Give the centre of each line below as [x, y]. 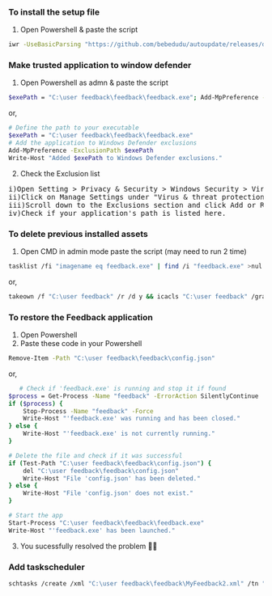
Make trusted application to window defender [100, 66]
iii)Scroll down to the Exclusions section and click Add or [132, 205]
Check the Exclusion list [60, 173]
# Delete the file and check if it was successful [96, 455]
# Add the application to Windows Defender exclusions [103, 143]
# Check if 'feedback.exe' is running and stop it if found [123, 388]
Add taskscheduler [47, 567]
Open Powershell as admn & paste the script [94, 82]
